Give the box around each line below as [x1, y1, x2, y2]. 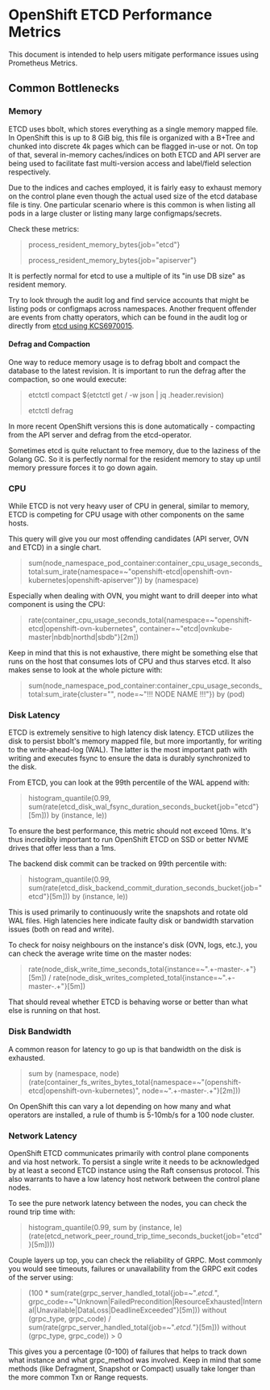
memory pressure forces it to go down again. [8, 463, 159, 472]
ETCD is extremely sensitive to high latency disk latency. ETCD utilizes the [8, 728, 254, 738]
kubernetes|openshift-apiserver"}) [27, 576, 143, 585]
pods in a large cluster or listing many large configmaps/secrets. [8, 208, 222, 218]
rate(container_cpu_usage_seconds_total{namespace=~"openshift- [27, 615, 252, 625]
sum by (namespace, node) [27, 1068, 119, 1078]
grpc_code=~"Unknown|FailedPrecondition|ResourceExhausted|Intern [27, 1297, 263, 1307]
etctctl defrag [27, 405, 74, 415]
